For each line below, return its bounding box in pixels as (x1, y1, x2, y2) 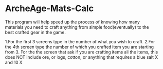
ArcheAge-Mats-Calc (5, 3, 94, 14)
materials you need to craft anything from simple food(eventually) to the (5, 24, 149, 30)
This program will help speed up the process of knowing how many (5, 19, 140, 25)
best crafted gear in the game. (5, 29, 66, 35)
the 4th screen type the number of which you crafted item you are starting (5, 44, 154, 50)
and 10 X (5, 59, 23, 65)
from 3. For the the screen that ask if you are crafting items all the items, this (5, 49, 158, 55)
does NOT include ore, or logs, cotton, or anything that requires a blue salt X (5, 54, 158, 60)
